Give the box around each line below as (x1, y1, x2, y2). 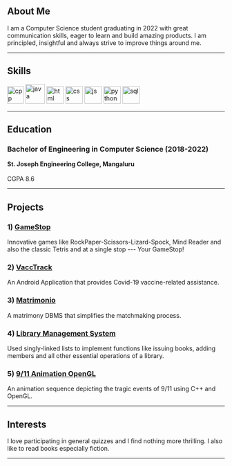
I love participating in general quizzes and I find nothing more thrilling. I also (7, 437, 223, 445)
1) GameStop (7, 222, 51, 231)
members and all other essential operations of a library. (7, 351, 164, 359)
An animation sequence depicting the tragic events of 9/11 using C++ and (7, 384, 216, 393)
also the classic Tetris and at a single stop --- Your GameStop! (7, 245, 184, 253)
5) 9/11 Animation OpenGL (7, 368, 97, 378)
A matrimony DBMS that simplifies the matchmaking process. (7, 311, 182, 319)
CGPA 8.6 (7, 174, 35, 183)
